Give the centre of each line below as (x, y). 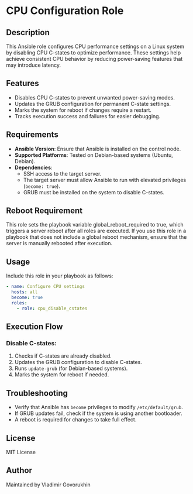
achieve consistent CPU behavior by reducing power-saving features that (94, 59)
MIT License (21, 452)
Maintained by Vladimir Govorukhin (48, 485)
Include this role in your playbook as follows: (60, 276)
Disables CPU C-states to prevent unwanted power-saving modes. (95, 97)
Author (19, 470)
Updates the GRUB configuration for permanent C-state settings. (93, 104)
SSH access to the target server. (62, 173)
